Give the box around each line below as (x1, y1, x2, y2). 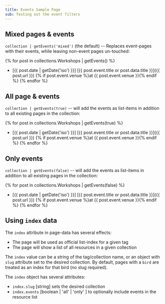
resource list (12, 294, 38, 300)
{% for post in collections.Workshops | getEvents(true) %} (5, 120, 123, 126)
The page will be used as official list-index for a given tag (12, 239, 129, 245)
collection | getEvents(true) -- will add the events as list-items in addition (5, 105, 160, 111)
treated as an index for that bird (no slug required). (5, 264, 108, 270)
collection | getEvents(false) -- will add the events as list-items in (5, 167, 144, 173)
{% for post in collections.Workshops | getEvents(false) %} (5, 182, 125, 188)
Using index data (5, 216, 58, 225)
